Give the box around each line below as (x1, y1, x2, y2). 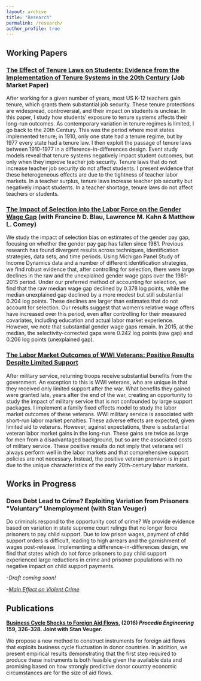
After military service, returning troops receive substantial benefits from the (6, 372, 193, 379)
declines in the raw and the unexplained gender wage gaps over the (6, 272, 174, 279)
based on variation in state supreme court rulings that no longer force (6, 524, 178, 531)
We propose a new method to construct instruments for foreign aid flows (6, 637, 185, 644)
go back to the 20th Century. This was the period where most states (6, 126, 175, 133)
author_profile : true (6, 25, 60, 32)
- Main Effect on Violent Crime (6, 586, 80, 593)
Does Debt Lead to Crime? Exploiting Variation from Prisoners (6, 497, 189, 505)
